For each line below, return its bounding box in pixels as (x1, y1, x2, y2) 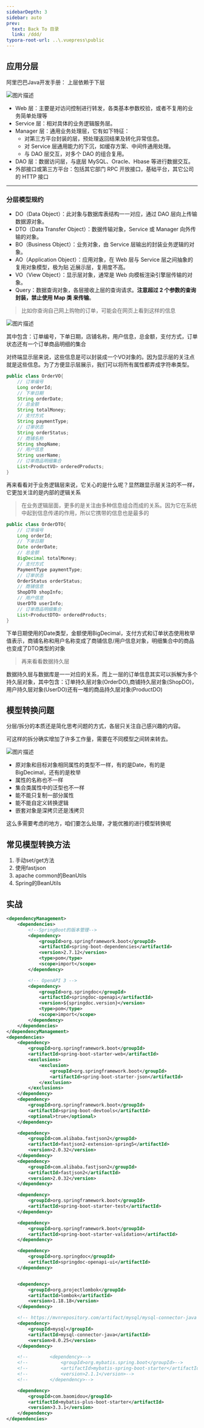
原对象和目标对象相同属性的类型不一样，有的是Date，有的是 (15, 761, 166, 769)
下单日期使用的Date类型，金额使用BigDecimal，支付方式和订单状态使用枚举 (6, 629, 195, 637)
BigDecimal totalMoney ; (17, 555, 78, 562)
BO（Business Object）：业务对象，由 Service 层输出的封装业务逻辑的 (15, 241, 189, 248)
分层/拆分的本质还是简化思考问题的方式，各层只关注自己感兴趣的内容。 (6, 723, 184, 730)
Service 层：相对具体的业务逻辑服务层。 (15, 119, 116, 127)
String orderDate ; (17, 396, 64, 402)
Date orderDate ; (17, 544, 59, 550)
